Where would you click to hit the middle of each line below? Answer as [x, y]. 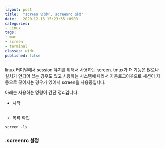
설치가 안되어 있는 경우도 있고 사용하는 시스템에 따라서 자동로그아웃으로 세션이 [80, 76]
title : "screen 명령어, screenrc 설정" [45, 14]
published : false [23, 55]
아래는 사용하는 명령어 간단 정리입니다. [42, 93]
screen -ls [16, 127]
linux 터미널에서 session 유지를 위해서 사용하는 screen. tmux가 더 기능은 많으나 [82, 70]
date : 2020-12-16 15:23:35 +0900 [42, 19]
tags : [11, 32]
